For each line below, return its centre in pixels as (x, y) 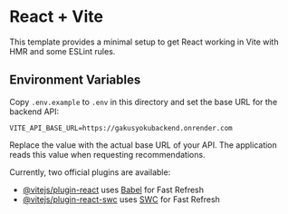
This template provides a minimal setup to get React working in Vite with (144, 42)
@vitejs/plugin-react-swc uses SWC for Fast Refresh (121, 199)
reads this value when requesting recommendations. (107, 154)
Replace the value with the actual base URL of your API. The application (144, 145)
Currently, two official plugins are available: (90, 172)
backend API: (34, 112)
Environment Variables (75, 80)
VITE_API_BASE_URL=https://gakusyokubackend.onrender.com (121, 128)
